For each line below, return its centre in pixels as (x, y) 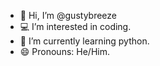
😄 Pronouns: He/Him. (64, 51)
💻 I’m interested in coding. (75, 26)
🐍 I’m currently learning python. (84, 41)
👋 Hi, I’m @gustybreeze (68, 15)
